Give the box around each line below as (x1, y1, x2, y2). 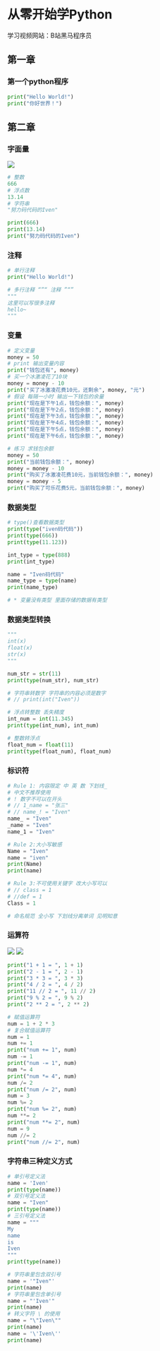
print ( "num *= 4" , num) (7, 1073, 78, 1080)
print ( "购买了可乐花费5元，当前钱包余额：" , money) (7, 484, 145, 492)
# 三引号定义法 (7, 1213, 46, 1220)
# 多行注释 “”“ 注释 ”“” (7, 286, 74, 293)
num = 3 (7, 1093, 30, 1100)
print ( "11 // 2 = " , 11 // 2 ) (7, 988, 97, 995)
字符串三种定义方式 (7, 1156, 73, 1166)
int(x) (7, 638, 27, 645)
